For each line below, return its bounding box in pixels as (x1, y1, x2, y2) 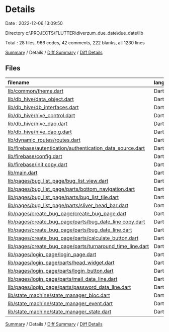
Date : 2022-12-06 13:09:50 (5, 20, 63, 26)
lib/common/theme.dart (8, 87, 64, 94)
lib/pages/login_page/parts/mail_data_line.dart (8, 275, 118, 282)
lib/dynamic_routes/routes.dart (8, 136, 81, 143)
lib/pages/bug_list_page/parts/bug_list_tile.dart (8, 194, 119, 201)
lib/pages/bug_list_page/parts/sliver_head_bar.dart (8, 202, 129, 209)
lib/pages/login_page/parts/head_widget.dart (8, 259, 115, 266)
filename (8, 79, 30, 86)
